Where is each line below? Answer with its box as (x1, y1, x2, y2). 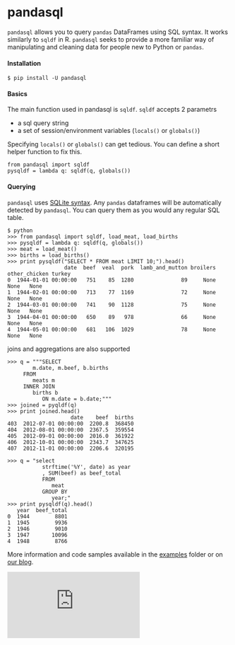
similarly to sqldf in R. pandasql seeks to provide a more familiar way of (7, 35, 215, 43)
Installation (7, 59, 41, 67)
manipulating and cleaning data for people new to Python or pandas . (7, 42, 205, 51)
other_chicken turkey (7, 270, 71, 277)
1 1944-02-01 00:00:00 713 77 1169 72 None (7, 289, 217, 296)
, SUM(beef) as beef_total (42, 470, 121, 477)
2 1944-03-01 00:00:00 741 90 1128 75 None (7, 301, 217, 308)
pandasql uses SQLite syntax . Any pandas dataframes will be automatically (7, 198, 222, 207)
